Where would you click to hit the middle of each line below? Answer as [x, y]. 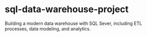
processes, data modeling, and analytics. [48, 28]
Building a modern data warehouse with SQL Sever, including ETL [73, 23]
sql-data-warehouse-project [67, 9]
